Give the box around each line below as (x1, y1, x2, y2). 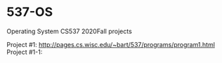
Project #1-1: (6, 48, 43, 56)
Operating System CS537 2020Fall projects (6, 27, 133, 35)
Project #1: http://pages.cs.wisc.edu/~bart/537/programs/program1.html (6, 40, 216, 48)
